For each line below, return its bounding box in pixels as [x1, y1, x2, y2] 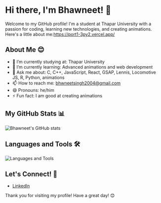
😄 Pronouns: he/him [12, 87, 54, 93]
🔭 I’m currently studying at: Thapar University [12, 59, 105, 65]
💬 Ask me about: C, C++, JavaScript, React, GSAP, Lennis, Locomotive [12, 69, 157, 75]
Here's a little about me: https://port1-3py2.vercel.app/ [5, 31, 115, 37]
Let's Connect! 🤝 [5, 170, 58, 178]
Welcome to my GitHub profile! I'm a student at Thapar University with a [5, 21, 152, 27]
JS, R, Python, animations [12, 74, 65, 81]
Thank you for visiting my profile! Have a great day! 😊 [5, 193, 115, 199]
